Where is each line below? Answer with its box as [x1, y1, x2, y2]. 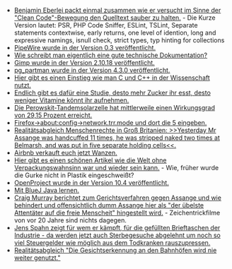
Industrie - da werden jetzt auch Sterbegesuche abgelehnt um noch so [13, 231, 221, 239]
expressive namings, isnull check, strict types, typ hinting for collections [13, 36, 225, 44]
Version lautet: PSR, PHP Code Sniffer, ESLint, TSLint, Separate [13, 21, 198, 29]
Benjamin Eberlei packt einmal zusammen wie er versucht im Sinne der [13, 6, 221, 14]
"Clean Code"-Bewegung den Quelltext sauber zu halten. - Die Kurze [13, 13, 216, 22]
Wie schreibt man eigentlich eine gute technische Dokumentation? [13, 51, 208, 59]
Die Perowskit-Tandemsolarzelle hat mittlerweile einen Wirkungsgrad [13, 104, 216, 112]
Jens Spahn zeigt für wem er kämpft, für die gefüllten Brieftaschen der [13, 224, 221, 232]
